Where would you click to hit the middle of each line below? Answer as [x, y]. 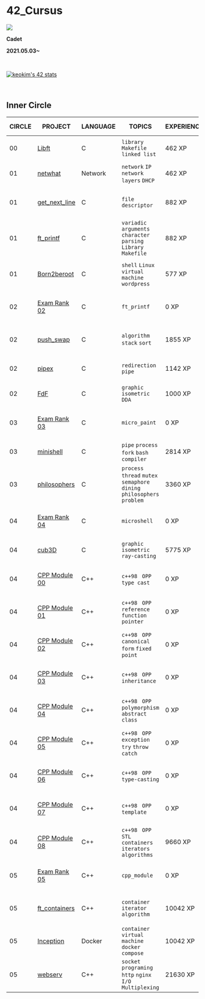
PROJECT [56, 126]
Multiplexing [141, 987]
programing [138, 968]
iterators [136, 849]
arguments [136, 229]
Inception [51, 941]
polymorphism [141, 707]
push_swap [54, 339]
